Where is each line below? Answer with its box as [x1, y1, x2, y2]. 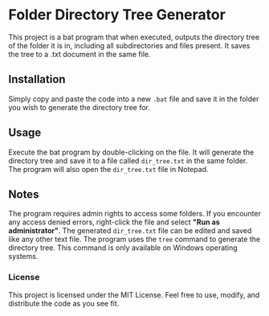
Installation [8, 72, 66, 86]
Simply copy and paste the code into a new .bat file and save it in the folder [8, 94, 259, 104]
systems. [8, 252, 39, 261]
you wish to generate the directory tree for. [8, 102, 151, 112]
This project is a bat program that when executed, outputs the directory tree [8, 32, 259, 42]
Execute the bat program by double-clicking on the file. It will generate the [8, 147, 255, 157]
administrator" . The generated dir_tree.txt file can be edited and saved [8, 226, 252, 236]
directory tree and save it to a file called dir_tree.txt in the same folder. [8, 155, 248, 166]
